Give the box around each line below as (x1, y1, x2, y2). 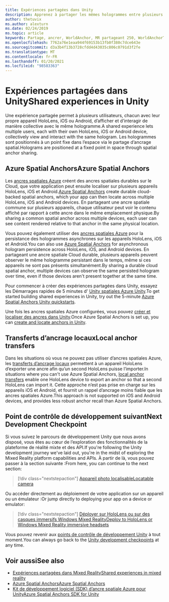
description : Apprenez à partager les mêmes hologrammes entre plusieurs (5, 12, 163, 17)
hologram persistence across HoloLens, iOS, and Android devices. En (5, 246, 149, 252)
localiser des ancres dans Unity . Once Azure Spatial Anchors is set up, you (5, 314, 159, 320)
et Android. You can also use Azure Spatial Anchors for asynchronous (5, 241, 148, 247)
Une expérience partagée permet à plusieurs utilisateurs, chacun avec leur (5, 113, 160, 119)
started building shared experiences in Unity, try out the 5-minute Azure (5, 293, 154, 299)
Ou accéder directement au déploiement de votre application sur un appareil (5, 490, 163, 496)
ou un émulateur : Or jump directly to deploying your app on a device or (5, 496, 152, 502)
